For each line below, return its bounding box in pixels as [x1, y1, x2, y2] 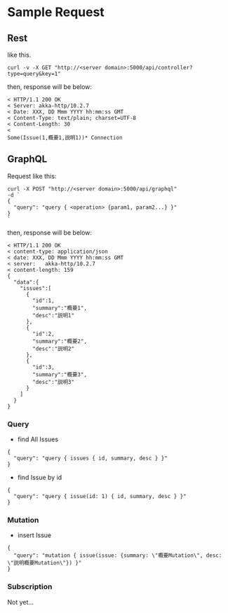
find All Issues [17, 435, 58, 443]
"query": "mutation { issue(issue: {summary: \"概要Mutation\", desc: [13, 552, 222, 559]
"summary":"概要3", [32, 371, 88, 378]
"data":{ [13, 278, 39, 286]
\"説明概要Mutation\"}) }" [7, 560, 82, 567]
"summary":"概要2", [32, 338, 88, 345]
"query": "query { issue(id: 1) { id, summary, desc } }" [13, 493, 187, 500]
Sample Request [7, 4, 105, 20]
